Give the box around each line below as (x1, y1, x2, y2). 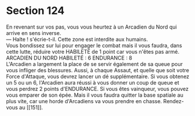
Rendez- (163, 97, 184, 104)
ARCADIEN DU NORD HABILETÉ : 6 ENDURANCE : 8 (6, 54, 133, 61)
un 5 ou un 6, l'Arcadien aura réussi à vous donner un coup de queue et (6, 79, 180, 86)
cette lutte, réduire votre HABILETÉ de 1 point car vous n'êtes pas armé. (6, 48, 180, 55)
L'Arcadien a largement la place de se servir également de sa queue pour (6, 60, 183, 68)
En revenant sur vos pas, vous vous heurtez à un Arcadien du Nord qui (6, 23, 177, 30)
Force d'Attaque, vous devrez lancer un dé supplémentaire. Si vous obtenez (6, 73, 190, 80)
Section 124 (6, 4, 65, 17)
